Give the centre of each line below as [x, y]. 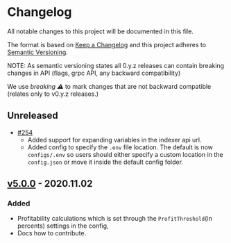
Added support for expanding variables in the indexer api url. [114, 140]
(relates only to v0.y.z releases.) [53, 94]
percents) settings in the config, [63, 226]
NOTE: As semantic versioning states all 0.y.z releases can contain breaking [115, 65]
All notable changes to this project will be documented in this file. [101, 31]
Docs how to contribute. [52, 233]
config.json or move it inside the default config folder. [105, 162]
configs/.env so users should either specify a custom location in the [125, 154]
